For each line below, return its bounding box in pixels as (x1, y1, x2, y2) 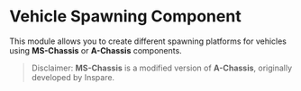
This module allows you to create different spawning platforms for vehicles (9, 36, 287, 46)
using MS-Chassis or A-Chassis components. (9, 45, 182, 55)
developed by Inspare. (31, 71, 115, 82)
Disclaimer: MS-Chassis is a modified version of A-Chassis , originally (31, 62, 293, 73)
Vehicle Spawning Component (9, 6, 242, 27)
